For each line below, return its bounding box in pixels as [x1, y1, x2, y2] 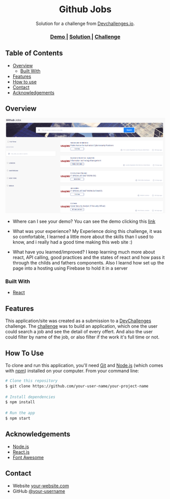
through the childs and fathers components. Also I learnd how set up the [12, 260, 164, 266]
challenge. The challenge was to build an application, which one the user [5, 323, 158, 329]
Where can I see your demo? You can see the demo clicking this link [12, 218, 156, 225]
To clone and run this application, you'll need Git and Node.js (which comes [5, 362, 163, 368]
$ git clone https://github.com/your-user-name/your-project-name [5, 383, 149, 388]
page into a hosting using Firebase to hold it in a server [12, 265, 128, 271]
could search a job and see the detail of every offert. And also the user [5, 329, 153, 335]
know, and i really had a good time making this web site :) [12, 239, 133, 245]
